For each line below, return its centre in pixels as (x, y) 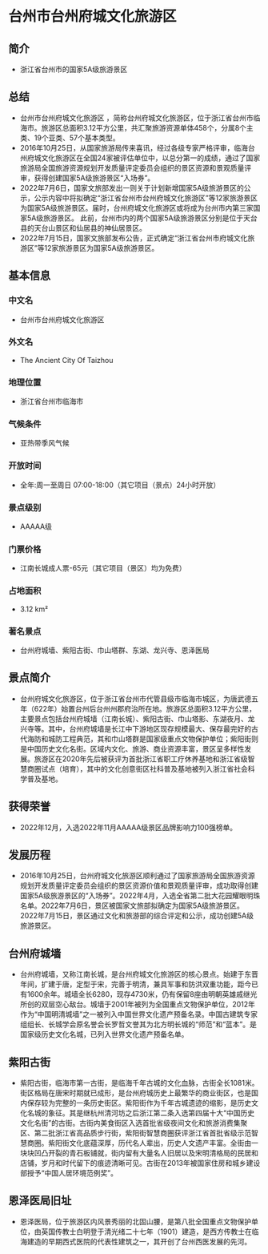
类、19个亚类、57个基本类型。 (70, 138)
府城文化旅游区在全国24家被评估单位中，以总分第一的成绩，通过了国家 (144, 158)
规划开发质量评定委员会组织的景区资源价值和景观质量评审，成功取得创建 (139, 885)
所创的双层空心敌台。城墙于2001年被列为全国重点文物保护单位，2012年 (138, 1004)
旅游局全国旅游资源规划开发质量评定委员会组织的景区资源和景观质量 (132, 167)
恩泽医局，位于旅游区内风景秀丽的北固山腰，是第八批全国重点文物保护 (136, 1221)
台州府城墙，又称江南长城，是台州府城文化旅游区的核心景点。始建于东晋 (139, 974)
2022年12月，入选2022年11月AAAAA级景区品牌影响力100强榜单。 (128, 827)
